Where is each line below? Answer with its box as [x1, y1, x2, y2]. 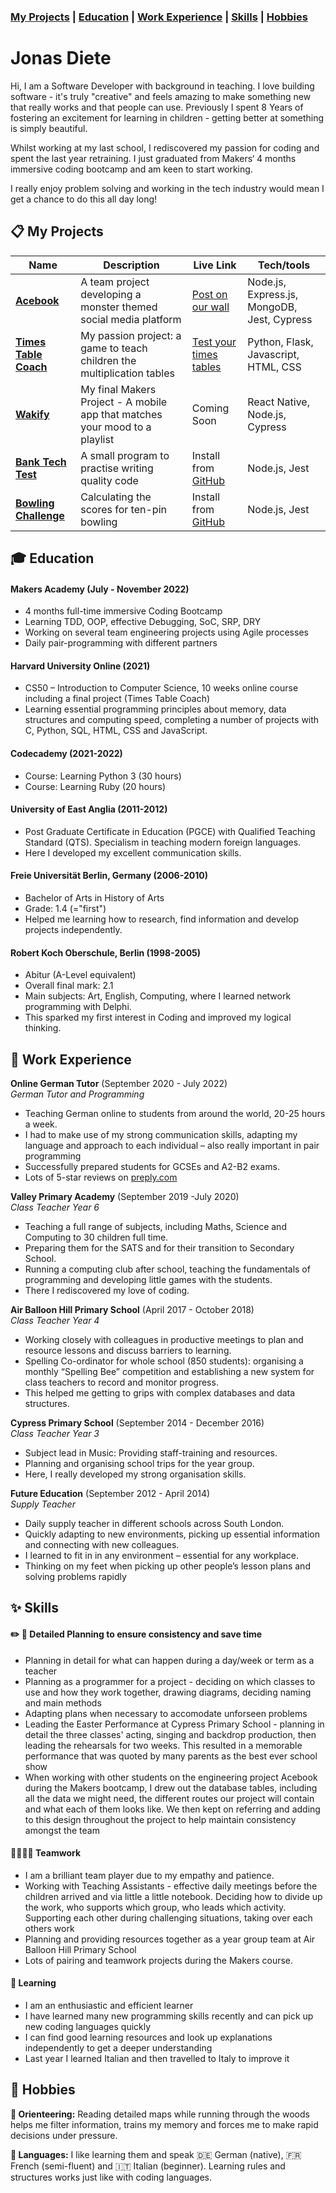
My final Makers [80, 382, 157, 396]
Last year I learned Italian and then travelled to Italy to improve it [24, 2053, 290, 2065]
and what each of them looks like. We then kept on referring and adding [24, 1803, 321, 1815]
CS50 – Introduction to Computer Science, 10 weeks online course [24, 682, 299, 694]
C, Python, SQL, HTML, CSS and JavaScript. [24, 725, 208, 737]
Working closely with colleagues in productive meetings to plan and [24, 1334, 304, 1346]
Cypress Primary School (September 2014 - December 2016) [10, 1417, 265, 1429]
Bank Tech [15, 455, 67, 469]
